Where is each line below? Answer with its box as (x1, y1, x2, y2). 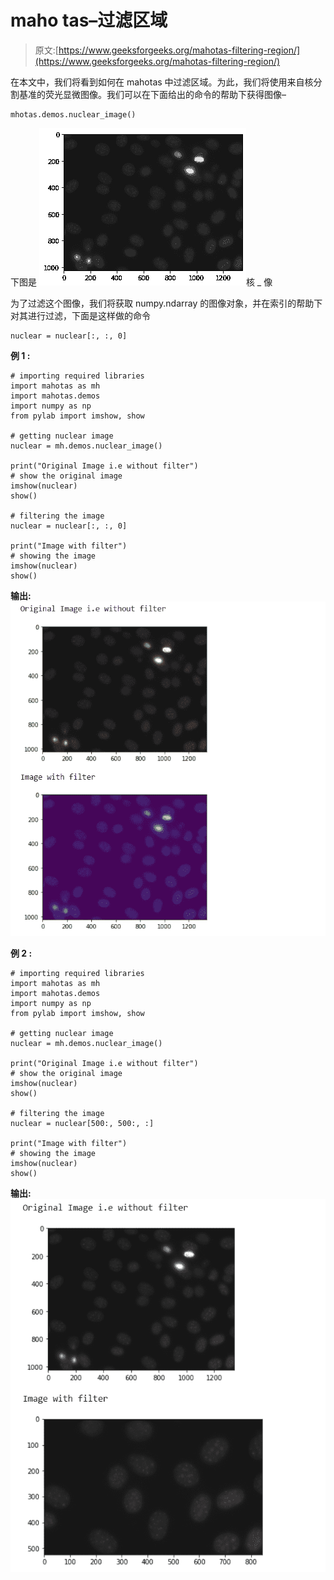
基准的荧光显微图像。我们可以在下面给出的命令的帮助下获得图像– (18, 88, 287, 100)
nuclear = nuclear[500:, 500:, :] (10, 1118, 155, 1128)
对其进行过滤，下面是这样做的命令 (10, 309, 151, 321)
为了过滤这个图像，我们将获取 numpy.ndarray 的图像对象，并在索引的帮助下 (10, 297, 323, 309)
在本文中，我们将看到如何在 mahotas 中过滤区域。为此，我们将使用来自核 (10, 76, 314, 88)
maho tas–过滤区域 (10, 9, 168, 32)
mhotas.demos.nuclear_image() (10, 109, 137, 120)
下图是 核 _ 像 (10, 276, 273, 288)
